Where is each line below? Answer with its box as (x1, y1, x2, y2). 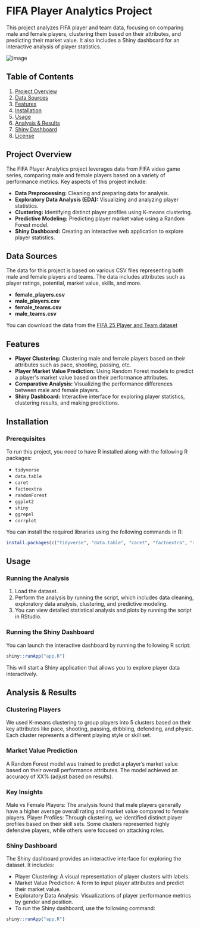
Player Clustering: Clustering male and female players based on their (14, 355, 186, 362)
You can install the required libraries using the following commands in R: (6, 528, 183, 535)
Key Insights (6, 788, 43, 796)
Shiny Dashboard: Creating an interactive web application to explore (14, 227, 184, 235)
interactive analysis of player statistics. (6, 43, 102, 50)
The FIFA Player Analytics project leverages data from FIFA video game (6, 165, 180, 172)
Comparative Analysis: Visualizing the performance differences (14, 380, 173, 387)
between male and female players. (14, 387, 99, 394)
